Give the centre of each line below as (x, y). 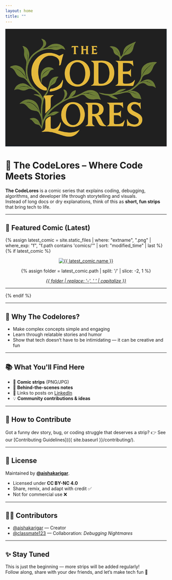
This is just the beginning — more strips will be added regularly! (72, 567)
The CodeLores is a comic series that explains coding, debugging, (76, 191)
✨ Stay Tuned (27, 554)
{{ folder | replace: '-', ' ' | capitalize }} (86, 281)
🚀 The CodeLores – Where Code (74, 165)
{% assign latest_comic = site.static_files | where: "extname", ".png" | (78, 240)
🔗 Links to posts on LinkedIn (42, 393)
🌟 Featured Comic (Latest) (48, 228)
